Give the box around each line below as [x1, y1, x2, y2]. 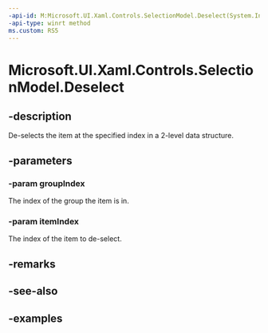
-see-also [8, 284, 58, 298]
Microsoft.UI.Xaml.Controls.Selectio [8, 61, 254, 79]
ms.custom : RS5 [8, 26, 59, 34]
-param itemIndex [8, 216, 80, 227]
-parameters [8, 153, 73, 168]
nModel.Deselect [8, 77, 125, 96]
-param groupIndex [8, 177, 85, 188]
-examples [8, 311, 63, 325]
